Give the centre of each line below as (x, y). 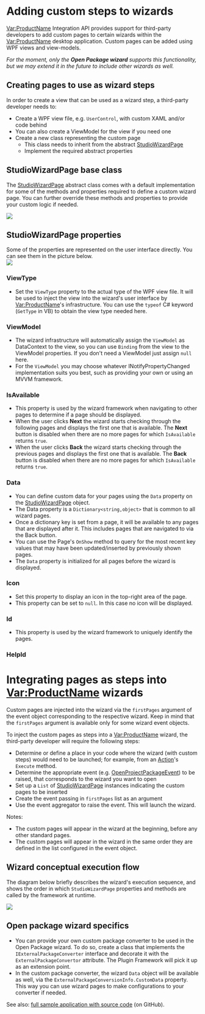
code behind (31, 125)
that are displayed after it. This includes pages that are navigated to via (104, 528)
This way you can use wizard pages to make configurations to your (99, 986)
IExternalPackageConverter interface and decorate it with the (92, 953)
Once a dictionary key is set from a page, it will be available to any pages (107, 522)
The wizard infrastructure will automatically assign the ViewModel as (100, 340)
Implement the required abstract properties (78, 150)
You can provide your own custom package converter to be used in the (104, 941)
